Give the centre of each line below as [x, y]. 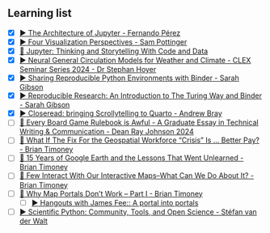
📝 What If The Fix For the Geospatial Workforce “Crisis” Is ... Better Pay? [139, 140]
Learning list [40, 13]
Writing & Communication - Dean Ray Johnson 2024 [107, 132]
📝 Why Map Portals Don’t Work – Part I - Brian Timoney [111, 193]
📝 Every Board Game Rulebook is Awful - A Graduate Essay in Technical [139, 123]
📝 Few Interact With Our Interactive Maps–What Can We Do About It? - [137, 176]
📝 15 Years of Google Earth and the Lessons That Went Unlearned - [131, 158]
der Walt [33, 221]
